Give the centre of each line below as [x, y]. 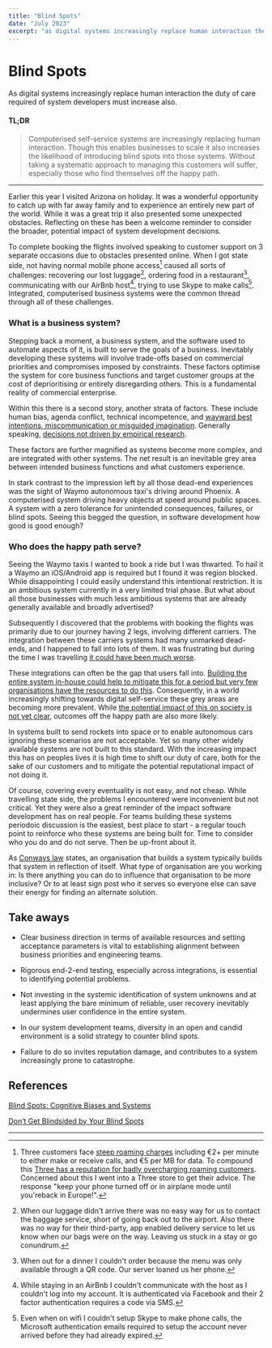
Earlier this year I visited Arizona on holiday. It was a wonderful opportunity [134, 196]
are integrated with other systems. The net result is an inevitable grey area [132, 458]
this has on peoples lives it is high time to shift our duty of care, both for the [134, 757]
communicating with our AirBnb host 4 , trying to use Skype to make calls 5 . [132, 284]
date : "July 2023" [39, 23]
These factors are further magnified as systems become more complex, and [136, 450]
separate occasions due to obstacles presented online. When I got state [128, 255]
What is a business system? [65, 323]
